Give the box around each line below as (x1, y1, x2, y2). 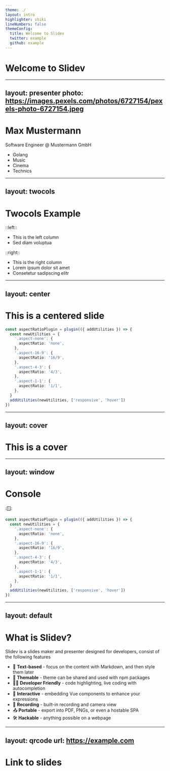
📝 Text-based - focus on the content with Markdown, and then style (12, 664, 155, 670)
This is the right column (12, 260, 62, 266)
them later (12, 669, 34, 676)
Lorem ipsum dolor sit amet (12, 265, 70, 271)
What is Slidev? (5, 632, 72, 643)
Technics (12, 168, 32, 174)
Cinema (12, 163, 29, 169)
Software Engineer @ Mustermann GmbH (5, 142, 92, 148)
